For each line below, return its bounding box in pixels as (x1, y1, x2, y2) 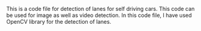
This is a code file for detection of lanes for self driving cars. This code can (6, 5, 195, 12)
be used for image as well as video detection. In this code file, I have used (6, 12, 192, 19)
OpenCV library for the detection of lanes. (6, 18, 111, 25)
